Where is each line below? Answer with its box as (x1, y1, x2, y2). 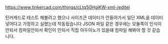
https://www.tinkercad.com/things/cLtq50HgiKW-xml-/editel (5, 4, 130, 10)
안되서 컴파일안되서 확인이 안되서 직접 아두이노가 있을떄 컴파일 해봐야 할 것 (5, 27, 151, 33)
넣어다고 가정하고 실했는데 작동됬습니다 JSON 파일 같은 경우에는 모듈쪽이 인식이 (5, 21, 162, 26)
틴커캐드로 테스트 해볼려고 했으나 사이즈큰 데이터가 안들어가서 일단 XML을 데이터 (5, 14, 163, 20)
